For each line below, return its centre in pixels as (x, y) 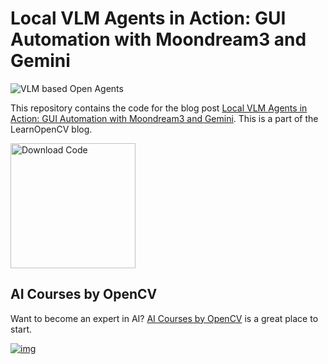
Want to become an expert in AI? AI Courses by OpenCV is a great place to (164, 318)
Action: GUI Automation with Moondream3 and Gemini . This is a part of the (164, 118)
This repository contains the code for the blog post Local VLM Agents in (159, 108)
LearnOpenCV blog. (51, 129)
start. (21, 329)
